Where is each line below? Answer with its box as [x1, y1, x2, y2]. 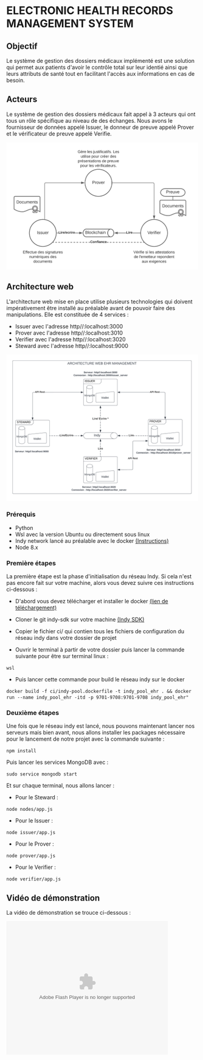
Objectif [6, 41, 38, 51]
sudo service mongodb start [6, 771, 78, 777]
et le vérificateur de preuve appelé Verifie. [6, 129, 112, 137]
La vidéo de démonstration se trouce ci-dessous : [6, 909, 131, 917]
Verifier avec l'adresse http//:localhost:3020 [15, 335, 126, 343]
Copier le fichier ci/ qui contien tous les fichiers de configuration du [15, 628, 185, 635]
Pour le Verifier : [15, 863, 56, 871]
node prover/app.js [6, 853, 56, 859]
